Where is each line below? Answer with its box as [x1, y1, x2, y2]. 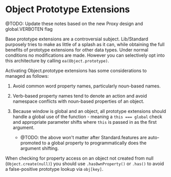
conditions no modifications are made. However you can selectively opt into [5, 52, 165, 58]
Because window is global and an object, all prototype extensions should [12, 108, 166, 114]
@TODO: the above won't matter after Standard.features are [20, 134, 147, 140]
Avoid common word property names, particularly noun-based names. [12, 83, 161, 89]
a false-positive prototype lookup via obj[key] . [5, 166, 104, 172]
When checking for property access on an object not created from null [5, 155, 154, 161]
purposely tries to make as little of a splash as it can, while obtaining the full [5, 41, 165, 47]
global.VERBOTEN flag [5, 26, 53, 32]
